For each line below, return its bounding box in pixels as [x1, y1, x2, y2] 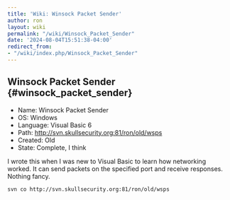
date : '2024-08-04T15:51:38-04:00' [7, 37, 113, 44]
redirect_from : [7, 43, 53, 50]
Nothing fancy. [7, 172, 51, 180]
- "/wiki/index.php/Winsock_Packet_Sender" [7, 50, 138, 57]
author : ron [7, 17, 43, 24]
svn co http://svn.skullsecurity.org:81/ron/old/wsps [7, 185, 170, 193]
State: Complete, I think [17, 143, 87, 152]
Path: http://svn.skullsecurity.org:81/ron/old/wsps [17, 128, 163, 136]
